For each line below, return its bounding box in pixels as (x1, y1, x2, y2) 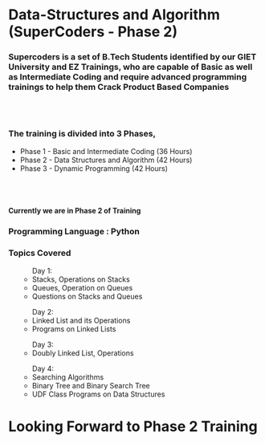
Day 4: (31, 364, 55, 373)
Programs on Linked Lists (31, 323, 116, 334)
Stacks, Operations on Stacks (31, 274, 130, 284)
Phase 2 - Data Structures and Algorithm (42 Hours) (19, 155, 193, 165)
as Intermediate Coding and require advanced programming (8, 71, 247, 83)
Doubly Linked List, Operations (31, 347, 134, 358)
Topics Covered (8, 247, 71, 258)
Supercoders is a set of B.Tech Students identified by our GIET (8, 51, 257, 63)
